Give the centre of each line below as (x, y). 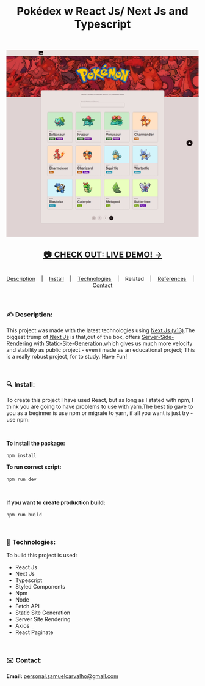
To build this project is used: (42, 556)
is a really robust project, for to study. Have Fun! (67, 356)
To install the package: (36, 443)
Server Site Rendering (43, 619)
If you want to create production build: (56, 502)
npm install (21, 456)
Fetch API (27, 606)
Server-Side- (158, 337)
